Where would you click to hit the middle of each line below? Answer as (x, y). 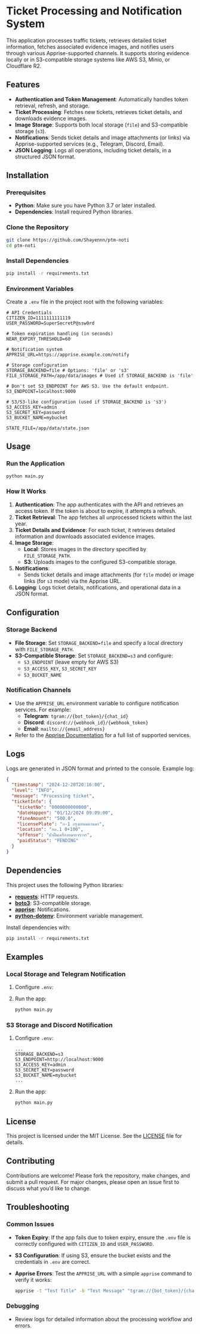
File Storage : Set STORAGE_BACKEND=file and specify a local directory (99, 642)
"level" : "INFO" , (33, 791)
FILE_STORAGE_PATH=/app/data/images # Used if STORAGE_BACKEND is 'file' (100, 375)
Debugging (23, 1306)
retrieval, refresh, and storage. (52, 106)
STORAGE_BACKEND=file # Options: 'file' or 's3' (68, 370)
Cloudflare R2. (24, 66)
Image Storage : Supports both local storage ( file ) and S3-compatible (101, 125)
